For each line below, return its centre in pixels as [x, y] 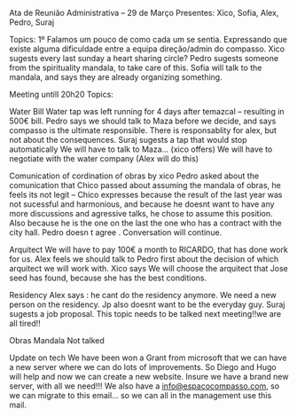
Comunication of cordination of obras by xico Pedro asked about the [134, 176]
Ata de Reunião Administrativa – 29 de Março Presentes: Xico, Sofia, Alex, [144, 13]
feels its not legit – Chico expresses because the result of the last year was [146, 195]
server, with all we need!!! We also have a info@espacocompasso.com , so [145, 386]
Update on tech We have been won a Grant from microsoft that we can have [148, 358]
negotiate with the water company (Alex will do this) [104, 158]
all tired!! [25, 323]
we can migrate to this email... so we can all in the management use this [141, 395]
